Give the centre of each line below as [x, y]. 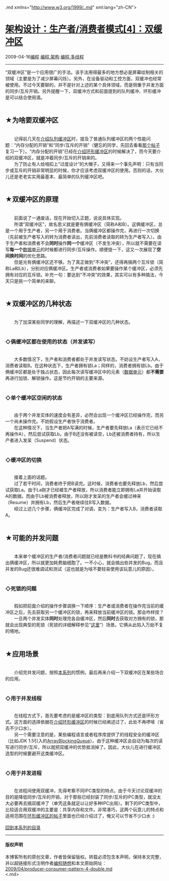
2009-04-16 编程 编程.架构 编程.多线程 [45, 57]
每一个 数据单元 [25, 249]
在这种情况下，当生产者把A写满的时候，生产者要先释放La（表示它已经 [86, 427]
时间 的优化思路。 [31, 256]
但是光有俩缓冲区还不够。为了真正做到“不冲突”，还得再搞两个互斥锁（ [87, 262]
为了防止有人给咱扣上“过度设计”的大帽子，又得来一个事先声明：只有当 [87, 164]
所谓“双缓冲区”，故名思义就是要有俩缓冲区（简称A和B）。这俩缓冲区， [86, 224]
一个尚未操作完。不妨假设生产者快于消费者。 [52, 421]
